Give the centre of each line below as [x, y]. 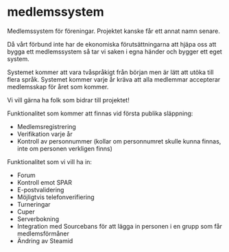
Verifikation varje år [45, 134]
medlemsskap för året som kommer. [58, 87]
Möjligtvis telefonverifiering [56, 197]
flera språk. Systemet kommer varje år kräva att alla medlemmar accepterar [114, 79]
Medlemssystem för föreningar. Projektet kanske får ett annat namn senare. [114, 31]
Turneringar [34, 204]
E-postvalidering [40, 190]
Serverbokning [38, 219]
